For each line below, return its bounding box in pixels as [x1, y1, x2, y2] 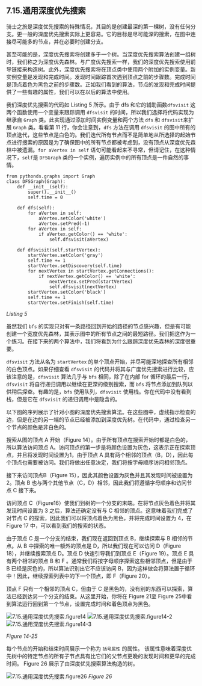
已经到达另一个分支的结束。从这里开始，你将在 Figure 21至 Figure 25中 [11, 592, 188, 600]
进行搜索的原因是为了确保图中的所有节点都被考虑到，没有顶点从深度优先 [11, 138, 191, 146]
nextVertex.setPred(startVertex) [49, 279, 133, 285]
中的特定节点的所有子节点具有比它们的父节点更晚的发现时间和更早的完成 [16, 652, 196, 660]
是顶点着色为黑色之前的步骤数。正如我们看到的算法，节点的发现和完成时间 [6, 81, 191, 88]
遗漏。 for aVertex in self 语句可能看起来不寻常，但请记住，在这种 [22, 146, 191, 153]
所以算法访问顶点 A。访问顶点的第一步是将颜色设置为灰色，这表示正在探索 [6, 443, 191, 451]
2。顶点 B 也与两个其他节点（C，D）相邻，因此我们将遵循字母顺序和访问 [6, 479, 187, 486]
